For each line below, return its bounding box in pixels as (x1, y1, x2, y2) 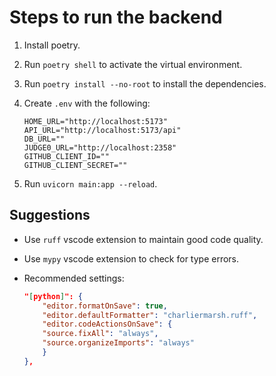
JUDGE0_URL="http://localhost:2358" (23, 142, 177, 153)
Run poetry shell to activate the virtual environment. (23, 58, 243, 70)
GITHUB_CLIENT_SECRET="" (23, 160, 128, 170)
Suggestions (9, 207, 91, 224)
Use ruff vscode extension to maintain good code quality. (23, 233, 264, 245)
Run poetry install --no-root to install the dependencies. (23, 77, 267, 90)
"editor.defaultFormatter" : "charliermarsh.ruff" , (42, 310, 258, 320)
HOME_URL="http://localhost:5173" (23, 116, 168, 126)
